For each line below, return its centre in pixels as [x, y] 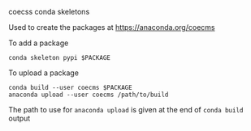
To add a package [39, 43]
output [19, 118]
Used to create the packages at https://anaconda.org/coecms [112, 27]
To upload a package [44, 73]
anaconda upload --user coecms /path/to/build [89, 95]
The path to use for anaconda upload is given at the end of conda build [126, 110]
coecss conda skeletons [49, 12]
